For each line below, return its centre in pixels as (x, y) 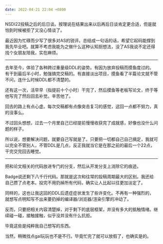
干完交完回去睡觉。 (24, 151)
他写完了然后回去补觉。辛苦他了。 (39, 96)
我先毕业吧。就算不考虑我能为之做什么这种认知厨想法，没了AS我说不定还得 (80, 46)
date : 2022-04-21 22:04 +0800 (36, 9)
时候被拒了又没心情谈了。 (39, 30)
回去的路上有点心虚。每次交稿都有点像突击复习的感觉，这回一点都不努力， (79, 106)
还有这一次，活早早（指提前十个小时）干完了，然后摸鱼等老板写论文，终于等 (81, 90)
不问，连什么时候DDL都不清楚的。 (39, 79)
